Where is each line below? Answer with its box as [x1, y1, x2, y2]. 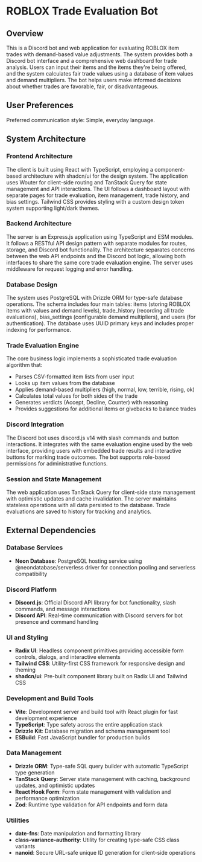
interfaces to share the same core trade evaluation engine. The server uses [6, 259, 194, 266]
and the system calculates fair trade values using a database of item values [6, 70, 194, 77]
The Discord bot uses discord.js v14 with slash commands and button [6, 434, 179, 441]
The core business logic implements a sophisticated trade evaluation [6, 355, 177, 362]
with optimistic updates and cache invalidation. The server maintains [6, 494, 177, 502]
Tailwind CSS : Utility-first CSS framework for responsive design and [14, 660, 185, 667]
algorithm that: [6, 361, 43, 369]
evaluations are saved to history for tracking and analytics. [6, 508, 152, 515]
